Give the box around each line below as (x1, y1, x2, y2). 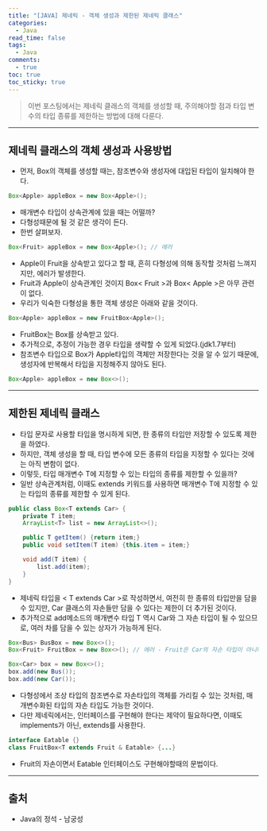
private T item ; (22, 512, 77, 520)
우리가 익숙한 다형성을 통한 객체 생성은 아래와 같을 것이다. (19, 299, 199, 308)
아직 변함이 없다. (28, 458, 79, 469)
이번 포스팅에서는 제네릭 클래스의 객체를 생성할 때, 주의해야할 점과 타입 (27, 101, 246, 110)
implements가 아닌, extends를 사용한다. (19, 720, 145, 729)
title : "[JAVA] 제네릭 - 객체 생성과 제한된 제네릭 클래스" (8, 11, 183, 20)
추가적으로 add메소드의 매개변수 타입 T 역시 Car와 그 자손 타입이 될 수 (19, 613, 237, 622)
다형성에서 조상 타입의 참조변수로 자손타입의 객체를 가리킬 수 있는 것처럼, (19, 690, 245, 700)
